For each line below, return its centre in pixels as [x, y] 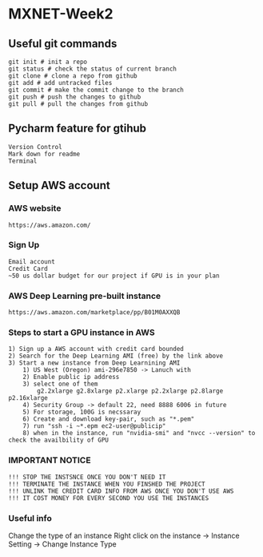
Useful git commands [63, 44]
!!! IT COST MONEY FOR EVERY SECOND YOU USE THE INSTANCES [109, 498]
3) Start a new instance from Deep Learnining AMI [94, 363]
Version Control [35, 147]
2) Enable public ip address [71, 377]
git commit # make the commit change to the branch [96, 90]
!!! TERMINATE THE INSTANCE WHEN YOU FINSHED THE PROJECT [107, 484]
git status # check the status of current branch [93, 69]
